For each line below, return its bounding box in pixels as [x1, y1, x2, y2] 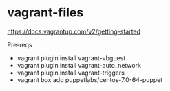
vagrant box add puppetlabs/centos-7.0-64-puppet [17, 75, 163, 83]
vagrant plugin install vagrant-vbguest [17, 53, 126, 62]
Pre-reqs [7, 40, 32, 49]
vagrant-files [7, 5, 84, 21]
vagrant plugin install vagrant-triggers [17, 68, 125, 77]
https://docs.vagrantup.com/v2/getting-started [7, 27, 141, 36]
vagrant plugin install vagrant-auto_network [17, 61, 141, 69]
